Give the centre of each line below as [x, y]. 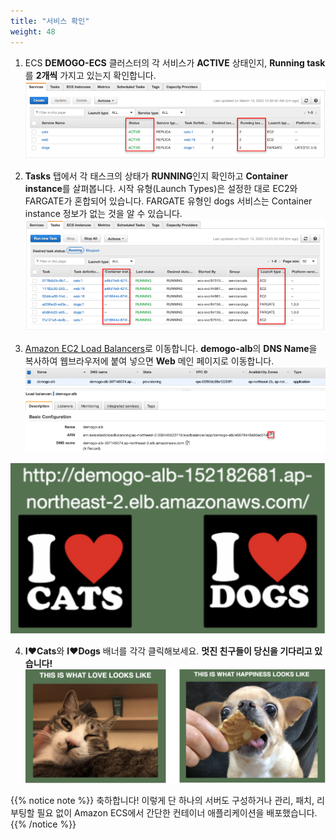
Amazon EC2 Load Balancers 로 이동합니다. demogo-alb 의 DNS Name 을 [171, 349]
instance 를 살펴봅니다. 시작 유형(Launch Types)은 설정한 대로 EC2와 [161, 188]
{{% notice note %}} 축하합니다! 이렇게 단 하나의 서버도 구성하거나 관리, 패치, [162, 801]
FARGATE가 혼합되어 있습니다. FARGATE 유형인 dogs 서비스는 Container [168, 201]
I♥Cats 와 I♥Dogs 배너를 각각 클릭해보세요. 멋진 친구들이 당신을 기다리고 [168, 651]
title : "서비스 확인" [50, 21]
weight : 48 [33, 31]
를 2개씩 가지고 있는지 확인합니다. [90, 75]
